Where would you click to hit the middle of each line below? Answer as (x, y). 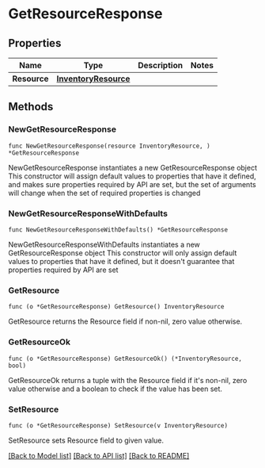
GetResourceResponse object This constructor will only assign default (123, 253)
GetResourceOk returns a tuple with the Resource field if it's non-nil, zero (128, 380)
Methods (31, 107)
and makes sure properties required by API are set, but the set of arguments (132, 184)
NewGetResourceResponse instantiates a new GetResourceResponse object (132, 167)
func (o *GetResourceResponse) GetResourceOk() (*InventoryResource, (125, 359)
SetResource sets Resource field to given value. (86, 440)
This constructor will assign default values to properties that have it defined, (132, 176)
